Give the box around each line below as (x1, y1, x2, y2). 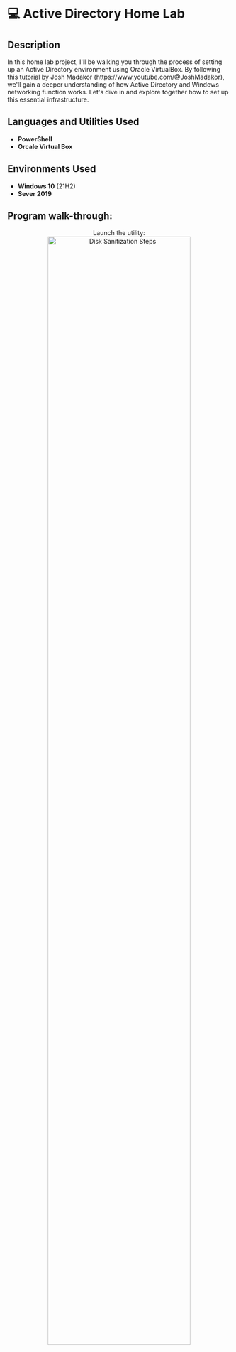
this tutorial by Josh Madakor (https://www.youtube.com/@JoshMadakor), (7, 72, 225, 81)
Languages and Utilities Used (7, 116, 140, 128)
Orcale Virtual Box (17, 142, 73, 151)
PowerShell (17, 134, 52, 143)
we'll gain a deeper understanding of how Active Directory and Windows (7, 80, 220, 89)
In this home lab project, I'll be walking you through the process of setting (7, 58, 223, 66)
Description (7, 38, 60, 50)
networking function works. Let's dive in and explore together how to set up (7, 88, 229, 96)
